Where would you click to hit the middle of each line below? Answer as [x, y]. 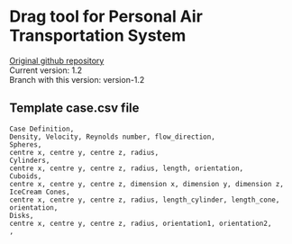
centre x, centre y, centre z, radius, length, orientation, [127, 168]
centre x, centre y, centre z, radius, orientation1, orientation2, [141, 223]
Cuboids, [26, 176]
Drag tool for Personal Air [106, 17]
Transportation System [98, 36]
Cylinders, [30, 160]
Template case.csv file [74, 108]
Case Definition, [42, 129]
